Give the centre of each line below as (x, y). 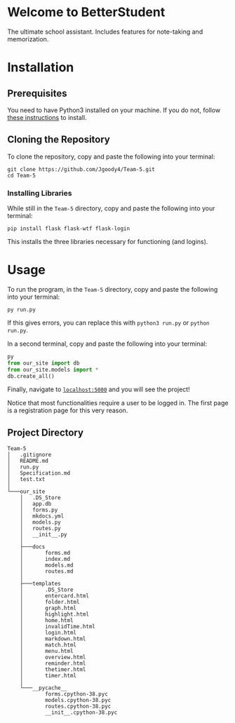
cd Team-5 (22, 175)
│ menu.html (47, 651)
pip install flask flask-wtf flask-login (69, 229)
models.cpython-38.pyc (78, 701)
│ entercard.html (55, 596)
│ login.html (48, 633)
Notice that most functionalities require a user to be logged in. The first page (118, 403)
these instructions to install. (47, 117)
